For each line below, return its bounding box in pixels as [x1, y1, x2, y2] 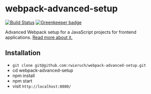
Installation [5, 49, 41, 57]
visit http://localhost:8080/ [12, 83, 71, 89]
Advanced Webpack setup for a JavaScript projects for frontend [5, 29, 137, 35]
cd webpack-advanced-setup [12, 67, 74, 73]
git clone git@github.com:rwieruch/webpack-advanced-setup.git [12, 63, 147, 68]
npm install [12, 73, 35, 79]
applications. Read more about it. [5, 34, 73, 40]
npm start [12, 78, 32, 84]
